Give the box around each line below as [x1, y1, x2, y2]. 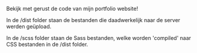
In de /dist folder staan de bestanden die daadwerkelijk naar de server [6, 17, 181, 23]
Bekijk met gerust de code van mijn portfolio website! [6, 5, 139, 12]
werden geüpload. [6, 23, 52, 30]
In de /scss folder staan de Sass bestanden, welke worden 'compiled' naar [6, 35, 192, 41]
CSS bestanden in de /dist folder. [6, 41, 89, 48]
